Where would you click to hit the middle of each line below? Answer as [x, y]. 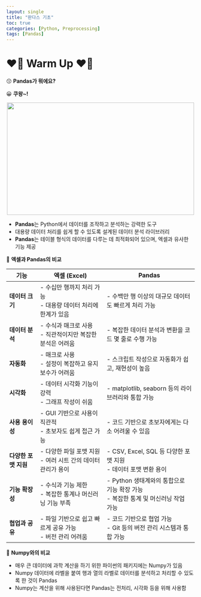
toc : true [19, 23]
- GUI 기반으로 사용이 [69, 413]
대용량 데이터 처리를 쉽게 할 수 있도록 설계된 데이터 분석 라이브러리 [92, 232]
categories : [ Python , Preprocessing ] [53, 28]
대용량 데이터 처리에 [72, 305]
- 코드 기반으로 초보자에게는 [144, 422]
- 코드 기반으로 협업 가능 [139, 519]
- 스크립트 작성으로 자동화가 [144, 359]
